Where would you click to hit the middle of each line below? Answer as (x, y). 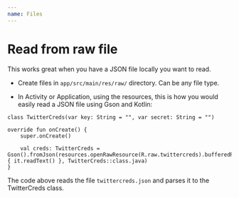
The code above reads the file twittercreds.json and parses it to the (108, 180)
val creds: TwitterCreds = (60, 148)
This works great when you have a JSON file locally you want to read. (109, 69)
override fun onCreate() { (47, 130)
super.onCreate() (46, 136)
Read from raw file (63, 49)
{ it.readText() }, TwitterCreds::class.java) (78, 161)
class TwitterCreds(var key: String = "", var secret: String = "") (111, 117)
